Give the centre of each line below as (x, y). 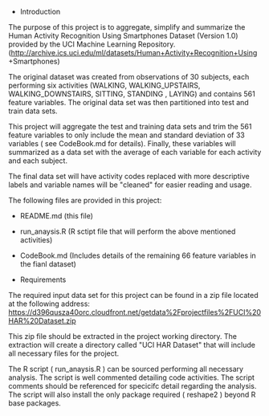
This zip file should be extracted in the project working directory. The (123, 336)
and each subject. (38, 161)
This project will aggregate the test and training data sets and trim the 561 (130, 126)
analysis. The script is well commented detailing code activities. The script (132, 377)
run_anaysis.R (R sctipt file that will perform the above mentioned (128, 231)
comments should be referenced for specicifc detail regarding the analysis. (132, 386)
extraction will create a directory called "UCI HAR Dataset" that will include (132, 345)
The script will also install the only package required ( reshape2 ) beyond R (132, 394)
